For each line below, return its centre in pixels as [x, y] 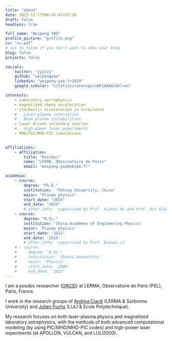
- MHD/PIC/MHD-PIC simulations [48, 134]
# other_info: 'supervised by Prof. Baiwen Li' [75, 243]
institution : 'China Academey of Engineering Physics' [83, 223]
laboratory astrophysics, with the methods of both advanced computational [85, 322]
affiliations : [20, 147]
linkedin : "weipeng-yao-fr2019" [49, 81]
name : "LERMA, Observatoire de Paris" [65, 162]
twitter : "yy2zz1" [34, 72]
